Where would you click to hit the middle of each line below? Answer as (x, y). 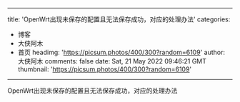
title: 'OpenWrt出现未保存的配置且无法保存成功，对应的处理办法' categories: (119, 19)
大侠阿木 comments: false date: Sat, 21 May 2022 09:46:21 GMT (112, 61)
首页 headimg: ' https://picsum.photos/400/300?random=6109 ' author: (121, 52)
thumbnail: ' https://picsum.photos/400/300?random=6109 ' (105, 69)
